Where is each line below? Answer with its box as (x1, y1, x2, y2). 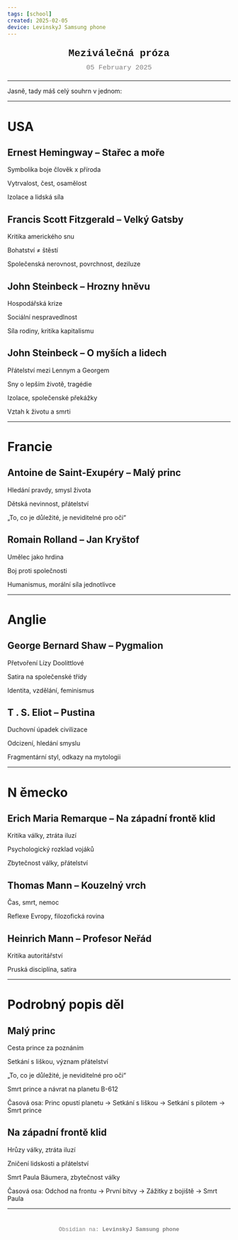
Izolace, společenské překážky (7, 393, 98, 402)
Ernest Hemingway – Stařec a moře (7, 146, 165, 158)
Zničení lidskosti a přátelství (7, 1159, 89, 1168)
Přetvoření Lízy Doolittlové (7, 658, 84, 667)
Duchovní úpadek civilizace (7, 725, 88, 734)
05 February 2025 (86, 63, 152, 72)
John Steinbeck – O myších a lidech (7, 347, 167, 359)
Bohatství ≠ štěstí (7, 246, 59, 255)
